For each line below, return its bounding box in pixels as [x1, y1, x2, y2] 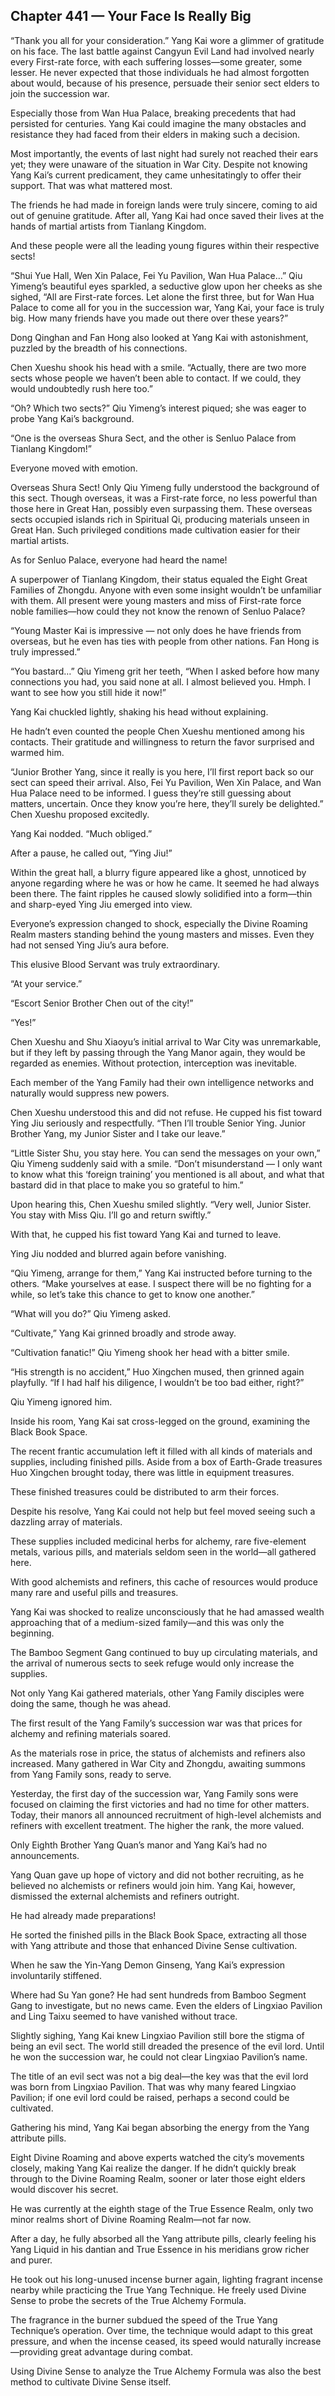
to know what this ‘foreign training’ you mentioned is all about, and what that [10, 1168, 325, 1180]
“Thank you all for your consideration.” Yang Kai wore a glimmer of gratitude [10, 34, 325, 46]
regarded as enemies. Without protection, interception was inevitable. [10, 1057, 298, 1069]
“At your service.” [10, 977, 83, 989]
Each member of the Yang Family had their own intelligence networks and [10, 1076, 315, 1088]
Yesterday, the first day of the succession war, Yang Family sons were [10, 1787, 299, 1799]
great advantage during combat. [59, 2345, 193, 2358]
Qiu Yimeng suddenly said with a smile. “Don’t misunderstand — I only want [10, 1157, 323, 1169]
